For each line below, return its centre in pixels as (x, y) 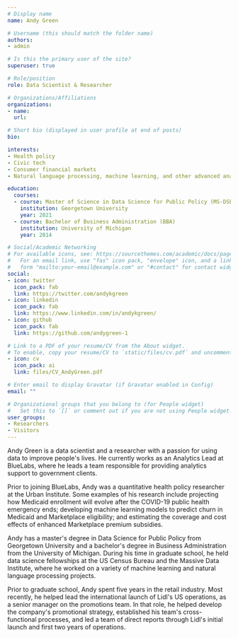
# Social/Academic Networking (52, 248)
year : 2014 (36, 235)
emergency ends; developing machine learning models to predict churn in (115, 509)
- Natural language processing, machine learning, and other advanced (114, 176)
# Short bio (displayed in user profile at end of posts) (95, 130)
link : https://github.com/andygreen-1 (71, 333)
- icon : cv (23, 359)
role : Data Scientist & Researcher (60, 85)
